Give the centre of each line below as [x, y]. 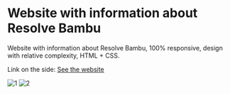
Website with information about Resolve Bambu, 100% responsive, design [115, 48]
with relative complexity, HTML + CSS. [64, 56]
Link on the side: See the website [56, 69]
